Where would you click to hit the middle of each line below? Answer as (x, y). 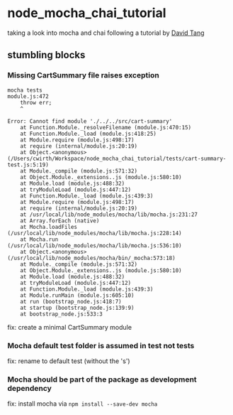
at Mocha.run (39, 239)
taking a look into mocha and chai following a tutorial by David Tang (106, 33)
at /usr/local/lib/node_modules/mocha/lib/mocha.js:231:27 (109, 215)
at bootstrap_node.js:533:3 (61, 314)
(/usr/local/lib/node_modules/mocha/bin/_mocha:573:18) (91, 258)
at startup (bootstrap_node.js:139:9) (77, 308)
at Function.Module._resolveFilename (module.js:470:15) (106, 127)
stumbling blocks (46, 55)
